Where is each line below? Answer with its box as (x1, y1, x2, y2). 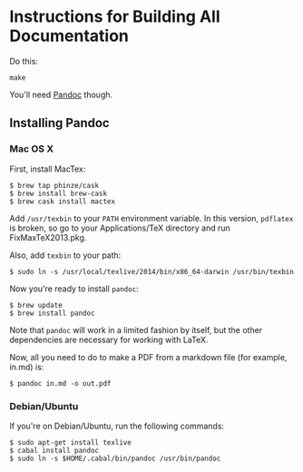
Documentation (9, 25, 130, 46)
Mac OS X (9, 143, 54, 155)
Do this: (9, 55, 39, 66)
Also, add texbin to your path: (9, 250, 122, 261)
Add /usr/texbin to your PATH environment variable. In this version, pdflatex (9, 212, 294, 223)
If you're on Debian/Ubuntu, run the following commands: (9, 420, 225, 431)
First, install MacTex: (9, 163, 86, 174)
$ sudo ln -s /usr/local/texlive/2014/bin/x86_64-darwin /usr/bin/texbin (9, 267, 295, 276)
